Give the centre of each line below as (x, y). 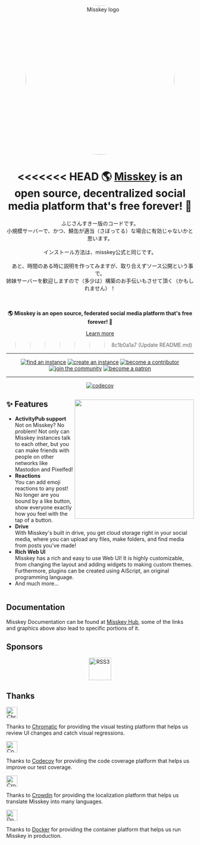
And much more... (37, 583)
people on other (35, 456)
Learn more (100, 333)
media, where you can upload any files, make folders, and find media (99, 539)
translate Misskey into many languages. (54, 801)
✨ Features (27, 404)
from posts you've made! (45, 545)
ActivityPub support (40, 419)
